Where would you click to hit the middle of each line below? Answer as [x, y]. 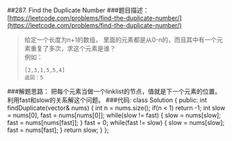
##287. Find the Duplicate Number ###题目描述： [78, 10]
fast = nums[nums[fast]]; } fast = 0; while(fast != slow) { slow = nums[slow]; [116, 123]
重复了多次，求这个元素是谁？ [73, 48]
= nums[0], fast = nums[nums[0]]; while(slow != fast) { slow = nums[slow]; [114, 115]
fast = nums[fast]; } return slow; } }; [58, 130]
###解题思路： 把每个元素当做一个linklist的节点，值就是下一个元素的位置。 [114, 91]
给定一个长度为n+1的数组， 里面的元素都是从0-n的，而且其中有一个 [121, 40]
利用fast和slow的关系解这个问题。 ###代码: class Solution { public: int [107, 100]
